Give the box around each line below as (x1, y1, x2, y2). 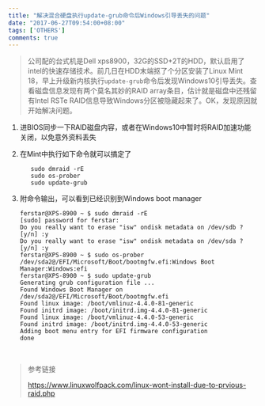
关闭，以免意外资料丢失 (19, 132, 97, 142)
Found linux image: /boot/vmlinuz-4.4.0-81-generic (19, 300, 194, 308)
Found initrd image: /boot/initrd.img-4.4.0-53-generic (19, 321, 208, 328)
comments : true (8, 33, 59, 42)
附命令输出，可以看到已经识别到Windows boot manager (19, 194, 202, 203)
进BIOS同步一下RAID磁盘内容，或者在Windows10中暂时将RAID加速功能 (19, 123, 252, 132)
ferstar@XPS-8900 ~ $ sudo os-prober (19, 251, 145, 260)
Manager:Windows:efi (19, 265, 88, 273)
